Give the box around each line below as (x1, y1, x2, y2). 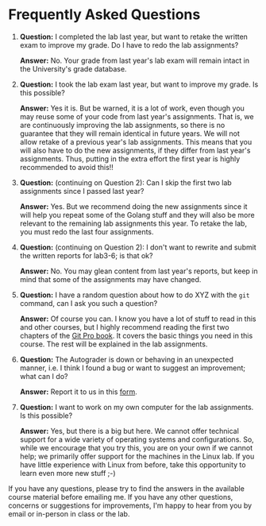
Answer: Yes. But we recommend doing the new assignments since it (19, 201, 248, 211)
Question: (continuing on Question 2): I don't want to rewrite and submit (19, 242, 256, 252)
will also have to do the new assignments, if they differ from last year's (19, 145, 251, 155)
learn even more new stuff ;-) (19, 468, 117, 478)
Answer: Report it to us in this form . (19, 387, 137, 396)
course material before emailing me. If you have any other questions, (8, 492, 233, 501)
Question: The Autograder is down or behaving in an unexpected (19, 354, 234, 364)
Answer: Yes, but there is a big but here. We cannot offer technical (19, 426, 240, 435)
